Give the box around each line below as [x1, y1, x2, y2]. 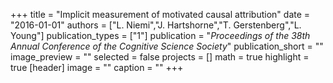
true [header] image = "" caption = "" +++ [10, 62, 184, 73]
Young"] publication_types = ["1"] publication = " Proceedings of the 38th [10, 30, 311, 41]
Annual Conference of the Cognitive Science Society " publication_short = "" [10, 40, 324, 52]
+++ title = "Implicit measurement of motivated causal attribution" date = [10, 9, 311, 20]
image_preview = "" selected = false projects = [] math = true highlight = [10, 51, 310, 63]
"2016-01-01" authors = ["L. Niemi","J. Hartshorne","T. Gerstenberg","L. [10, 19, 302, 31]
